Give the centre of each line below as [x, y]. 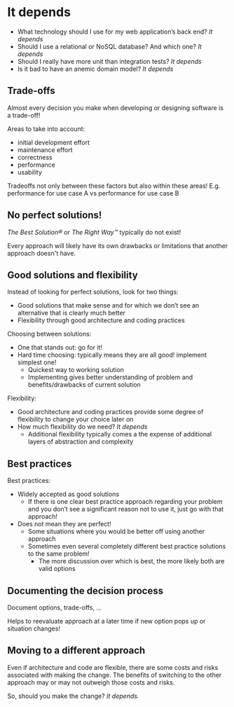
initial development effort [53, 142]
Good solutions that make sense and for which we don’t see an [108, 306]
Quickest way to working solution [76, 370]
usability [29, 172]
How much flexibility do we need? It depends [82, 427]
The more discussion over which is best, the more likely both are [131, 561]
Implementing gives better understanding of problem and [110, 377]
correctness [35, 157]
